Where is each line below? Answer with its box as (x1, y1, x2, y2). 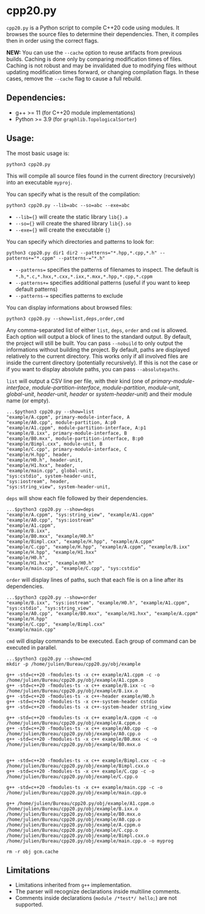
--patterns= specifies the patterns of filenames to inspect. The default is (15, 266, 199, 273)
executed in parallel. (6, 644, 58, 651)
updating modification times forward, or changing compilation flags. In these (6, 68, 199, 75)
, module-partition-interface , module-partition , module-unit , (29, 383, 181, 391)
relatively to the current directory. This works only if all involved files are (6, 352, 188, 360)
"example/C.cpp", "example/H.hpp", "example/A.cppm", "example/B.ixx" (6, 543, 190, 550)
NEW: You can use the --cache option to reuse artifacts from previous (6, 48, 182, 56)
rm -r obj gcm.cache (6, 848, 59, 855)
